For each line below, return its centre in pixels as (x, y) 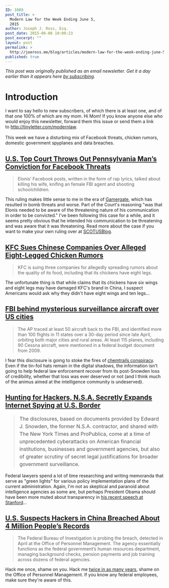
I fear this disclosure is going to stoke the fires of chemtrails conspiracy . (80, 360)
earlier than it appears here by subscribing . (50, 77)
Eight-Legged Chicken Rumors (54, 255)
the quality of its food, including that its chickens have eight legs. (85, 272)
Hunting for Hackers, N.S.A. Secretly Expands (79, 398)
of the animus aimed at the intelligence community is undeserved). (74, 382)
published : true (22, 57)
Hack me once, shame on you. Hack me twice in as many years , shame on (82, 569)
